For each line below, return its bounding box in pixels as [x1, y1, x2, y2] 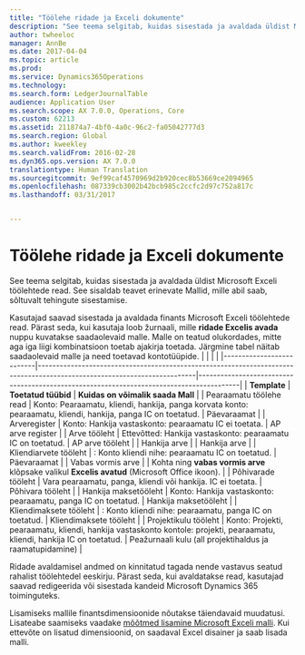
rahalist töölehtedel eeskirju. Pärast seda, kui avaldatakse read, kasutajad [9, 571, 284, 582]
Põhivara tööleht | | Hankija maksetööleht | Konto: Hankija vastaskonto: [9, 485, 274, 496]
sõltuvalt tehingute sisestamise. [9, 294, 128, 305]
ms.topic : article [9, 55, 79, 64]
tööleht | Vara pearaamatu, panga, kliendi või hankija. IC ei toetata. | [9, 475, 262, 486]
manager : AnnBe [9, 38, 67, 48]
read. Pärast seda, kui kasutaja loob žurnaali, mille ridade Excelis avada [9, 321, 279, 332]
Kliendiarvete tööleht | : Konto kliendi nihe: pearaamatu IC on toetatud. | [9, 446, 277, 458]
